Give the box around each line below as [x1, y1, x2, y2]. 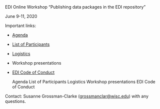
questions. [5, 98, 26, 104]
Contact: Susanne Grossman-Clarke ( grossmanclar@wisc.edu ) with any [5, 94, 149, 99]
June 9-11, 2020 [5, 14, 37, 19]
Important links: [5, 23, 36, 28]
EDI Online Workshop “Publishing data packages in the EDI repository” [5, 4, 146, 10]
